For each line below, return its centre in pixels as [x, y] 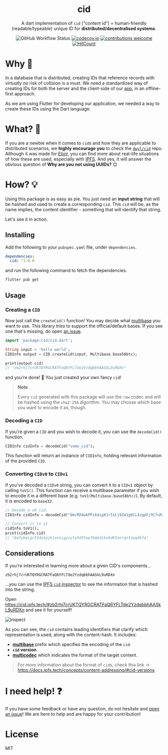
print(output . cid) [24, 363]
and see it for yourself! [49, 610]
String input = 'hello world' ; [38, 349]
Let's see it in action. [26, 219]
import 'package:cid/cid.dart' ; [39, 340]
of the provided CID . [26, 461]
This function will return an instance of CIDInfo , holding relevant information [83, 456]
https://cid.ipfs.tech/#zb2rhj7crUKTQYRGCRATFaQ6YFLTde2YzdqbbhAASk [83, 604]
